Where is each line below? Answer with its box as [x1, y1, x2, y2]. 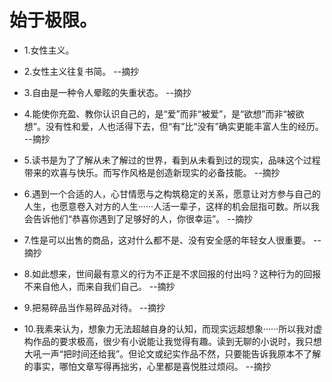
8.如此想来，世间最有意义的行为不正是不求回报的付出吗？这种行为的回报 [23, 267, 322, 280]
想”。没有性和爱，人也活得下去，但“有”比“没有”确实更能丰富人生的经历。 [23, 120, 324, 132]
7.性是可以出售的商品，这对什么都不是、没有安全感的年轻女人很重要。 [23, 234, 312, 246]
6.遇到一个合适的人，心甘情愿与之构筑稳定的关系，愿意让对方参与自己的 [23, 187, 322, 200]
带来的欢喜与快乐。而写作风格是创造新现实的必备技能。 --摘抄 [23, 166, 281, 178]
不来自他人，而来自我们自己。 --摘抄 [23, 280, 176, 292]
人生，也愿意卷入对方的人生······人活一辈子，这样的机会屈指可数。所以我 [23, 200, 320, 212]
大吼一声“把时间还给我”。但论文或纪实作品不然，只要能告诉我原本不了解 [23, 347, 322, 360]
